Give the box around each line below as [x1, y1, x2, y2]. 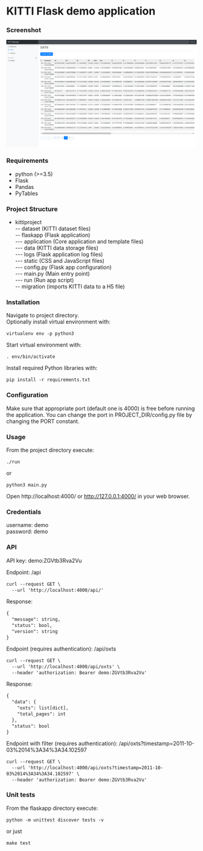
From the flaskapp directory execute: [6, 804, 98, 812]
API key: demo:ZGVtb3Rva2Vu [6, 557, 82, 564]
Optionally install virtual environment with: [6, 318, 111, 325]
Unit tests [6, 790, 36, 799]
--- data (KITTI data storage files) [14, 244, 98, 252]
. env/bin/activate [6, 354, 56, 360]
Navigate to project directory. [6, 312, 80, 319]
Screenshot [6, 26, 41, 35]
